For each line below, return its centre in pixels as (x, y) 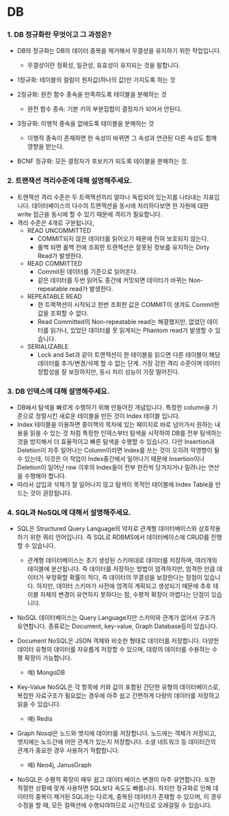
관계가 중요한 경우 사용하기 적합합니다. (68, 750)
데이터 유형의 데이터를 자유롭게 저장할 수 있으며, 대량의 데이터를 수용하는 (113, 650)
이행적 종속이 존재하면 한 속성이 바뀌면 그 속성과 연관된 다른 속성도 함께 (122, 138)
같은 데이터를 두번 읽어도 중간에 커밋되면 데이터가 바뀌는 (112, 280)
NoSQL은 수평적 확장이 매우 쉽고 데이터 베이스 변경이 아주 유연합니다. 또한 (116, 780)
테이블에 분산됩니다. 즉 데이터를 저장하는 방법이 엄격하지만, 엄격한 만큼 (121, 569)
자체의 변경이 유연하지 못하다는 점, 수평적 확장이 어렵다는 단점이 (125, 595)
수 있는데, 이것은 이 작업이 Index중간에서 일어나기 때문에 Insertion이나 (111, 459)
